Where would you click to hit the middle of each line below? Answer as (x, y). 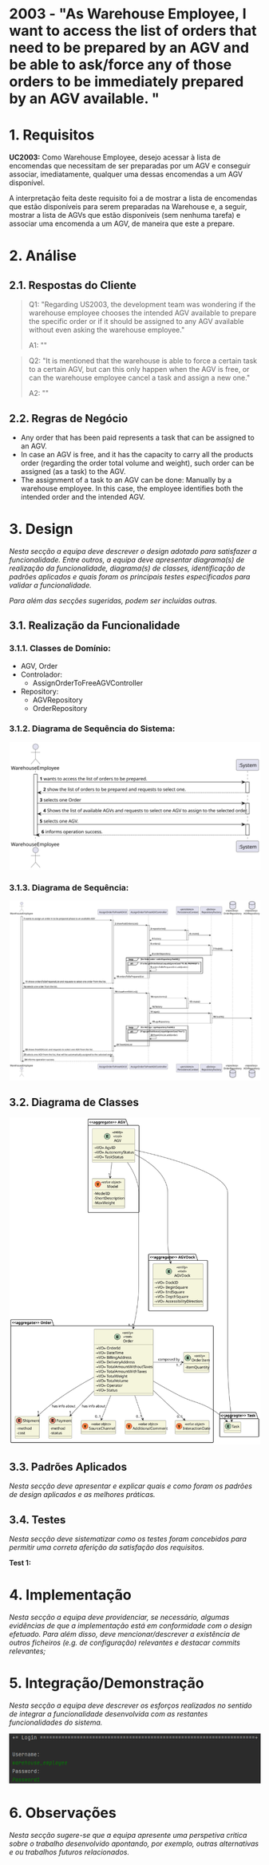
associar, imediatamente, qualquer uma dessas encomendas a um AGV (126, 174)
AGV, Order (39, 666)
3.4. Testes (38, 1520)
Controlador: (42, 674)
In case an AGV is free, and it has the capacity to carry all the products (137, 454)
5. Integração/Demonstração (107, 1683)
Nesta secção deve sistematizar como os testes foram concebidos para (128, 1539)
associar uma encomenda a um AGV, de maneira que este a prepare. (122, 223)
